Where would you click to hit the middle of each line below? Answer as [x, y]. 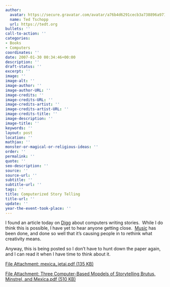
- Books [13, 43]
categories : [18, 39]
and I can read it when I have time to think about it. [58, 254]
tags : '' [14, 189]
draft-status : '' [24, 67]
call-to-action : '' [26, 34]
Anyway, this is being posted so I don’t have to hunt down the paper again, [83, 249]
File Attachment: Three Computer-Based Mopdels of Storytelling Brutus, [80, 274]
